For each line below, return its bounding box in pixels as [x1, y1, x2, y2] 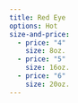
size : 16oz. [25, 64, 70, 73]
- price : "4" [17, 38, 66, 47]
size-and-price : [9, 30, 70, 39]
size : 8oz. [25, 47, 66, 56]
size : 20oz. [25, 80, 70, 89]
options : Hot [9, 21, 58, 30]
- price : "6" [17, 72, 66, 81]
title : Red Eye [9, 13, 66, 22]
